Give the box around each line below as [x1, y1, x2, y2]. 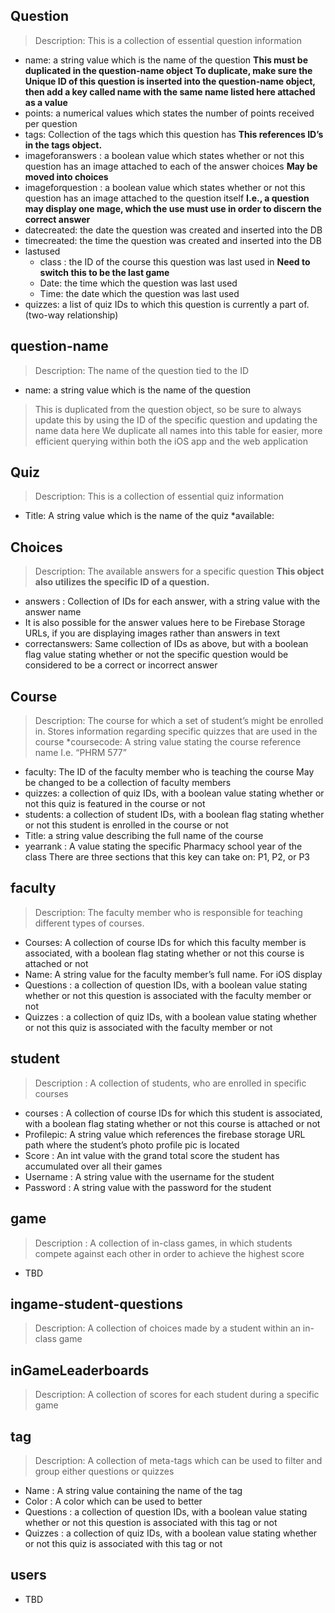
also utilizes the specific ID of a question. [34, 576, 210, 588]
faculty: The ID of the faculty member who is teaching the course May [24, 766, 315, 778]
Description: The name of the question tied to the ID [34, 364, 250, 376]
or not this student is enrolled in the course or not [24, 819, 229, 831]
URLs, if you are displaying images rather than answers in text [24, 627, 280, 639]
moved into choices [24, 170, 109, 183]
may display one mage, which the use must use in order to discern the [24, 202, 322, 214]
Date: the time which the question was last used [39, 277, 238, 289]
